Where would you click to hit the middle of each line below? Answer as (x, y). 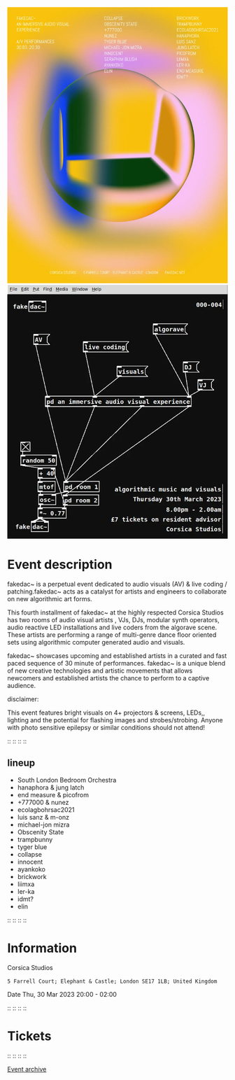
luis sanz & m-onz (43, 817)
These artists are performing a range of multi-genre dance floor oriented (112, 634)
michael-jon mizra (43, 825)
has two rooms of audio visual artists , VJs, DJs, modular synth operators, (113, 619)
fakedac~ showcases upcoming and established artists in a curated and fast (117, 655)
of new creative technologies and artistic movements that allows (100, 671)
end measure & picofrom (53, 794)
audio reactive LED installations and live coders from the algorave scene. (112, 627)
